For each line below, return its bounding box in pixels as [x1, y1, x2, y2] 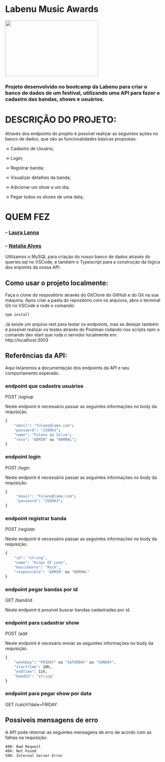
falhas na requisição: [5, 734, 48, 741]
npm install [5, 312, 30, 317]
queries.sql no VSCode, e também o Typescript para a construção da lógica [5, 259, 160, 265]
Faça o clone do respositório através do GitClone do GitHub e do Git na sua [5, 292, 159, 298]
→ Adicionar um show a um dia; [5, 184, 70, 190]
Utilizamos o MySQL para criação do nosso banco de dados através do [5, 254, 151, 260]
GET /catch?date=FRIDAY [5, 701, 57, 707]
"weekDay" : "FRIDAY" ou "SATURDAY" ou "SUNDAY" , [14, 660, 116, 665]
